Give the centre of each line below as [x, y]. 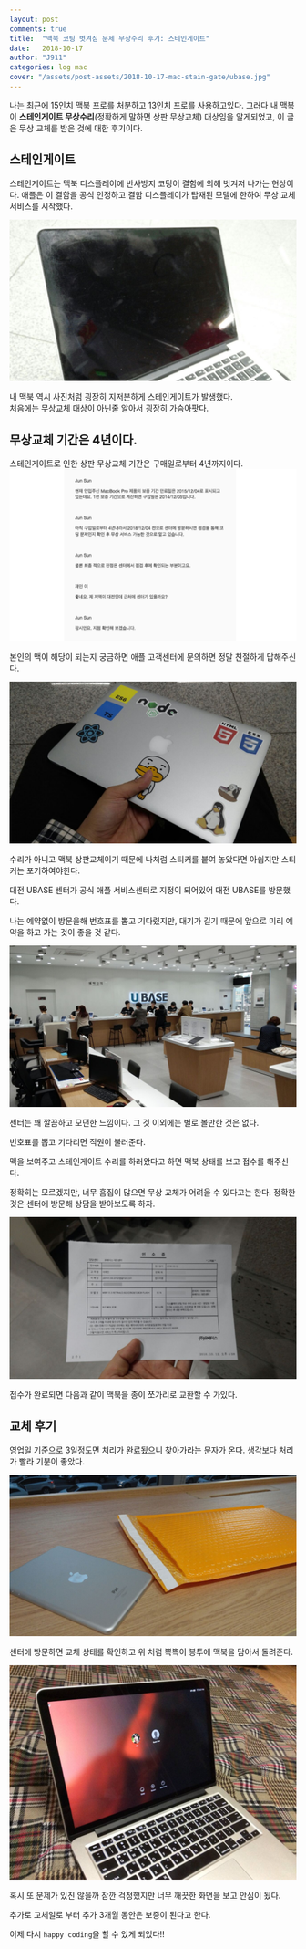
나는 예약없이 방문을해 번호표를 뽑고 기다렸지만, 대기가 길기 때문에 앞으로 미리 [147, 921]
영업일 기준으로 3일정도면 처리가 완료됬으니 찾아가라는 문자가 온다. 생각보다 [143, 1450]
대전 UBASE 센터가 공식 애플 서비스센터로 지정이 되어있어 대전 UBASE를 [138, 890]
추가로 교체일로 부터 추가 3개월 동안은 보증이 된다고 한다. [110, 1915]
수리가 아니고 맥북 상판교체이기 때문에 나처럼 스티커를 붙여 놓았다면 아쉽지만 [144, 859]
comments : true [38, 29]
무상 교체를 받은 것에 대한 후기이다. [81, 128]
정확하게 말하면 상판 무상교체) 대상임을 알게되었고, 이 [191, 116]
